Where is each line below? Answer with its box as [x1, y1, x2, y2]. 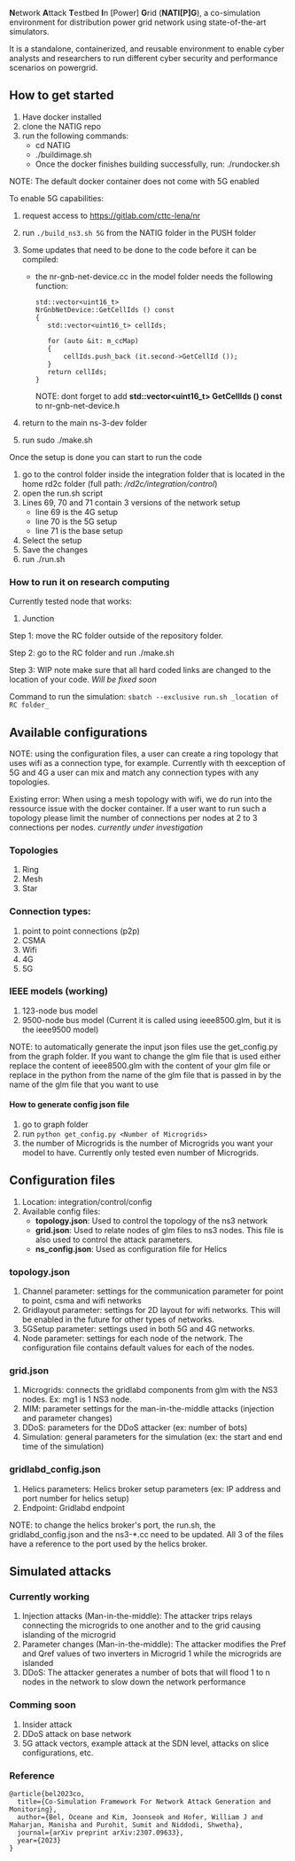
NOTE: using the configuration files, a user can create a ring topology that [9, 748, 279, 759]
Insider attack [21, 1719, 73, 1730]
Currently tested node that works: [9, 596, 133, 606]
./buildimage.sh [35, 149, 92, 160]
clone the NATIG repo [21, 121, 102, 131]
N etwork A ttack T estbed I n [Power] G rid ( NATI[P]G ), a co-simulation [9, 8, 261, 18]
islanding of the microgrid [21, 1630, 117, 1640]
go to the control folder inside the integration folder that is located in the [21, 469, 285, 480]
